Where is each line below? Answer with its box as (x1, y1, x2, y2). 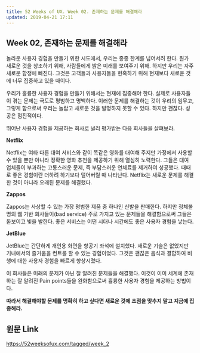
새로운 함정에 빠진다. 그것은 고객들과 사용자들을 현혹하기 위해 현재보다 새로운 (6, 70, 185, 77)
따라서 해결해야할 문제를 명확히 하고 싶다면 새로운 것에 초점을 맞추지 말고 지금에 (6, 298, 189, 305)
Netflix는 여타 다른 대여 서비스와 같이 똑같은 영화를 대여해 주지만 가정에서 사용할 (6, 149, 193, 156)
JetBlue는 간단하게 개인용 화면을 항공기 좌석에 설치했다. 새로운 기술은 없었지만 (6, 242, 189, 249)
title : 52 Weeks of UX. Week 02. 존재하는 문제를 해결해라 (6, 8, 142, 15)
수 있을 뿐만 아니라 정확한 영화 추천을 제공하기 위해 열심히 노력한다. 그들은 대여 (6, 156, 189, 164)
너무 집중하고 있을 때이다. (12, 77, 72, 84)
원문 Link (6, 324, 39, 334)
